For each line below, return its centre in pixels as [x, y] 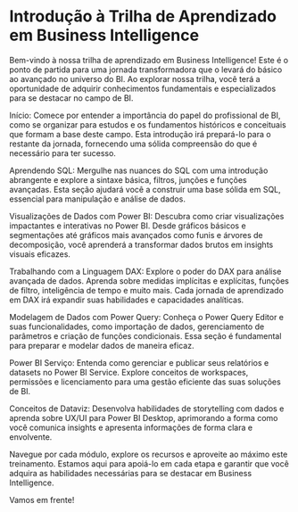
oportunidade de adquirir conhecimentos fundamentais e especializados [143, 88]
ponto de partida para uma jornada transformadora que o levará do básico [146, 70]
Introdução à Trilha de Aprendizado [143, 17]
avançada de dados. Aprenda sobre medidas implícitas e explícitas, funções [149, 281]
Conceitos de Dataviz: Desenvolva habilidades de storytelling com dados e [147, 409]
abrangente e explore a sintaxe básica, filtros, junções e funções [128, 179]
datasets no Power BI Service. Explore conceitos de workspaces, [129, 372]
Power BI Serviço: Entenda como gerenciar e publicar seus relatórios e [139, 362]
